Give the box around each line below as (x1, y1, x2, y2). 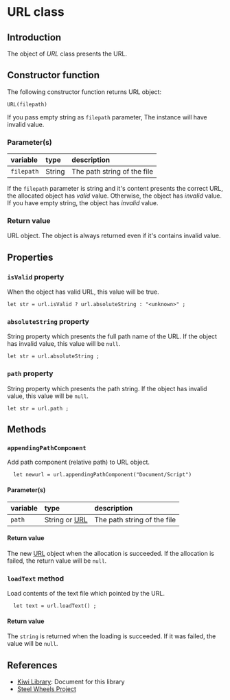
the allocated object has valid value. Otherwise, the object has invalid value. (7, 191, 222, 200)
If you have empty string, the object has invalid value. (7, 199, 159, 207)
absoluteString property (7, 317, 89, 327)
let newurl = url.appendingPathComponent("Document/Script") (13, 471, 192, 478)
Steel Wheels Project (16, 685, 77, 693)
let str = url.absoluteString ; (7, 353, 100, 360)
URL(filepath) (7, 101, 48, 108)
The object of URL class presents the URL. (7, 49, 127, 58)
